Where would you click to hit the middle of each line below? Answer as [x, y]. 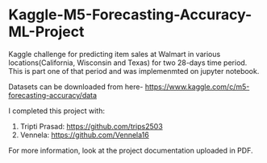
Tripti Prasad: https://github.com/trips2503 [91, 126]
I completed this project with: [56, 111]
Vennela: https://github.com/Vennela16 [84, 135]
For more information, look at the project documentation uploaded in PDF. [131, 150]
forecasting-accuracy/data [53, 95]
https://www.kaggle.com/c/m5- [197, 87]
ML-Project [46, 32]
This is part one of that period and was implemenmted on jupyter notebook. [134, 71]
